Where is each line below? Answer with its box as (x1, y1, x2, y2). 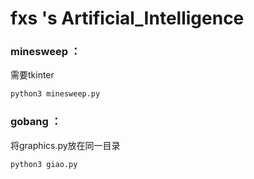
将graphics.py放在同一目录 (10, 139, 121, 151)
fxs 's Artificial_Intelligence (10, 7, 245, 30)
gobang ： (10, 115, 62, 129)
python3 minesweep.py (10, 89, 101, 99)
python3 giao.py (10, 159, 78, 169)
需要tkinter (10, 69, 55, 81)
